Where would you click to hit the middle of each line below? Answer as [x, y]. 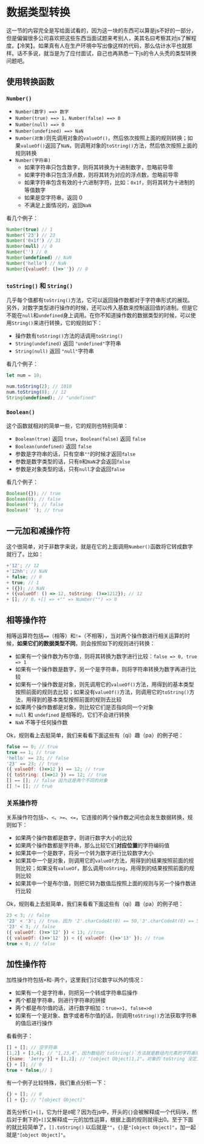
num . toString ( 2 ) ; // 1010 [39, 386]
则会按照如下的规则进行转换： [118, 643]
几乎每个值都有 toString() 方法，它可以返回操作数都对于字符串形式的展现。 [100, 300]
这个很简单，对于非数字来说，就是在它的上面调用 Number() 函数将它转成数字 [100, 547]
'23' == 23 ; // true [32, 764]
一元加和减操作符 [38, 531]
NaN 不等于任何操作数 [41, 722]
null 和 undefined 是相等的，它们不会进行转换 [72, 714]
